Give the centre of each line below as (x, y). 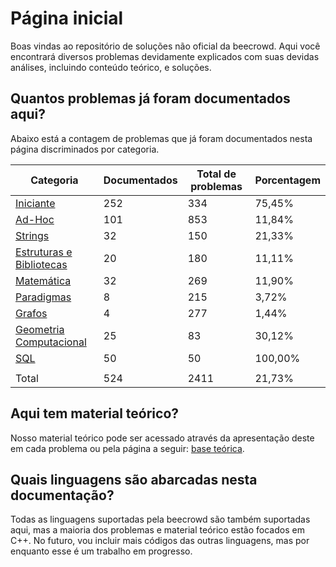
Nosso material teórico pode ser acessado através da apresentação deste (162, 438)
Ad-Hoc (35, 219)
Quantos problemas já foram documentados (150, 98)
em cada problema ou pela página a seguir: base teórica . (127, 448)
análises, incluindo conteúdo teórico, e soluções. (111, 67)
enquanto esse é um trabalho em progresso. (101, 551)
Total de (216, 174)
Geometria (40, 329)
